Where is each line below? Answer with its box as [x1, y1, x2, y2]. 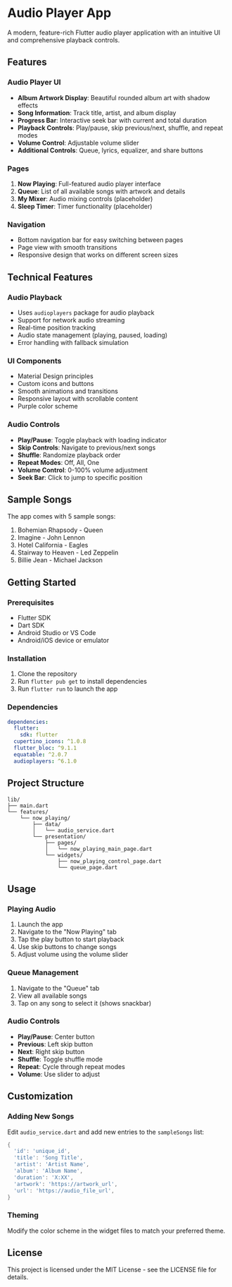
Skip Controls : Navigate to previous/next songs [17, 443, 156, 452]
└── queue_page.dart [57, 864, 118, 871]
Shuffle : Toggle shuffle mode [17, 1055, 103, 1063]
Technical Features [7, 271, 94, 283]
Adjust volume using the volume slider [17, 950, 129, 959]
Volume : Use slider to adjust [17, 1070, 101, 1078]
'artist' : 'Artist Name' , [13, 1161, 90, 1168]
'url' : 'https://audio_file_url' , [13, 1187, 115, 1194]
